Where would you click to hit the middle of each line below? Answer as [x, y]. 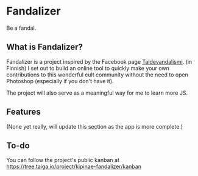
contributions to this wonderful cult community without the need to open [97, 75]
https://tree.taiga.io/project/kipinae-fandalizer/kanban [74, 167]
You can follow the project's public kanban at [63, 160]
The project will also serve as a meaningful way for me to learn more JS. [97, 93]
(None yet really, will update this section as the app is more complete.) [95, 126]
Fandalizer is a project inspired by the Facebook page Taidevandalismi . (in [99, 61]
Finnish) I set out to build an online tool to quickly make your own [88, 68]
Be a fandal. [21, 28]
